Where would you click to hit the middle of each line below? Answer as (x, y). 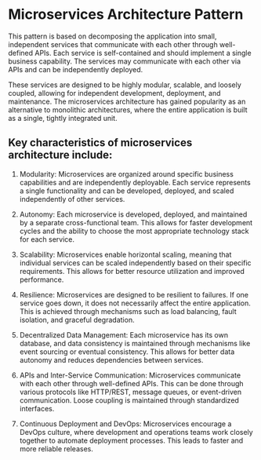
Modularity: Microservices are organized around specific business (126, 173)
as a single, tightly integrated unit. (63, 118)
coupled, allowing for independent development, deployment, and (114, 93)
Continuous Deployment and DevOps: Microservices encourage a (125, 423)
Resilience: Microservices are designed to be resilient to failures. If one (134, 294)
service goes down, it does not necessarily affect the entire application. (135, 303)
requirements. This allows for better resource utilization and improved (132, 271)
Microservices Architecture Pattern (126, 15)
